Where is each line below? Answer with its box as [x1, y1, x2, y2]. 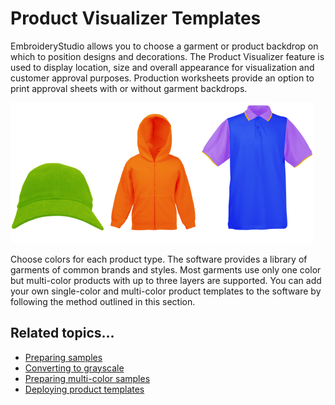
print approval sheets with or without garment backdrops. [10, 82, 248, 94]
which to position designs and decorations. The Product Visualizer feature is [10, 50, 325, 62]
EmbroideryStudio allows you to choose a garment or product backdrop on [10, 40, 319, 52]
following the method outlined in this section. [10, 295, 196, 307]
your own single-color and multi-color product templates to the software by [10, 285, 322, 297]
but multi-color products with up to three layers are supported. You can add [10, 274, 322, 286]
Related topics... [10, 325, 115, 342]
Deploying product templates [24, 383, 145, 395]
